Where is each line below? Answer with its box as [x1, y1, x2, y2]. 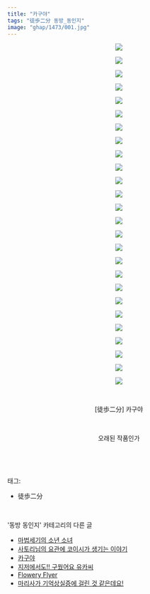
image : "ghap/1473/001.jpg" [7, 24, 91, 31]
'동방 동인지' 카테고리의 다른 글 [7, 521, 93, 529]
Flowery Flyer [17, 570, 58, 579]
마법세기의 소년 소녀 [17, 536, 73, 545]
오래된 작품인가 [98, 434, 140, 442]
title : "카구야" [7, 10, 51, 18]
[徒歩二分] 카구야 [94, 405, 144, 414]
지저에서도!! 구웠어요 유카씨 [17, 563, 94, 571]
